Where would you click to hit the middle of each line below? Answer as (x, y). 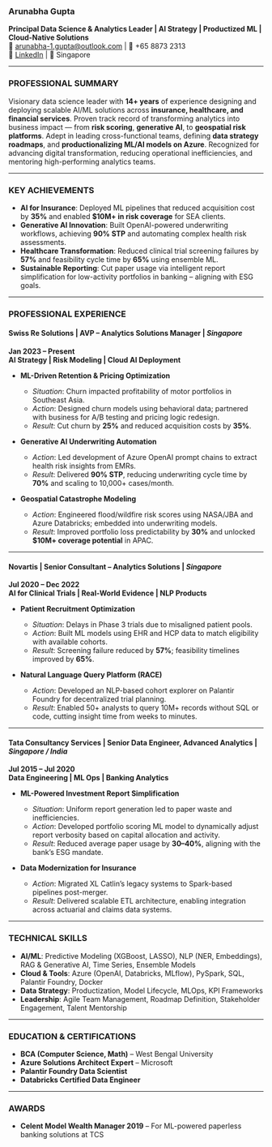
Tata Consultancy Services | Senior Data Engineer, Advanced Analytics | (133, 742)
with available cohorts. (70, 642)
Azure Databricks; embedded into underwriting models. (125, 523)
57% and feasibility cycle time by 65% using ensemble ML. (119, 259)
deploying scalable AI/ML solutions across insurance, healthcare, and (126, 110)
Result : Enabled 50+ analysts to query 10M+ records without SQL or (145, 708)
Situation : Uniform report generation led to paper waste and (132, 810)
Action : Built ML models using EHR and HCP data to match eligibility (145, 634)
